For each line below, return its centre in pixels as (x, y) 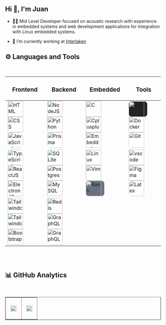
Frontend (25, 89)
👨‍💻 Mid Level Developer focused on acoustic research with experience (84, 21)
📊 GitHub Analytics (36, 275)
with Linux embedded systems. (44, 32)
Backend (64, 89)
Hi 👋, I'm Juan (27, 9)
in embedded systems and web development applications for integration (86, 26)
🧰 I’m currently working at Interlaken (49, 41)
